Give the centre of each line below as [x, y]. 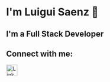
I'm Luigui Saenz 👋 [52, 12]
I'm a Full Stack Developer [55, 34]
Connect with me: [40, 53]
